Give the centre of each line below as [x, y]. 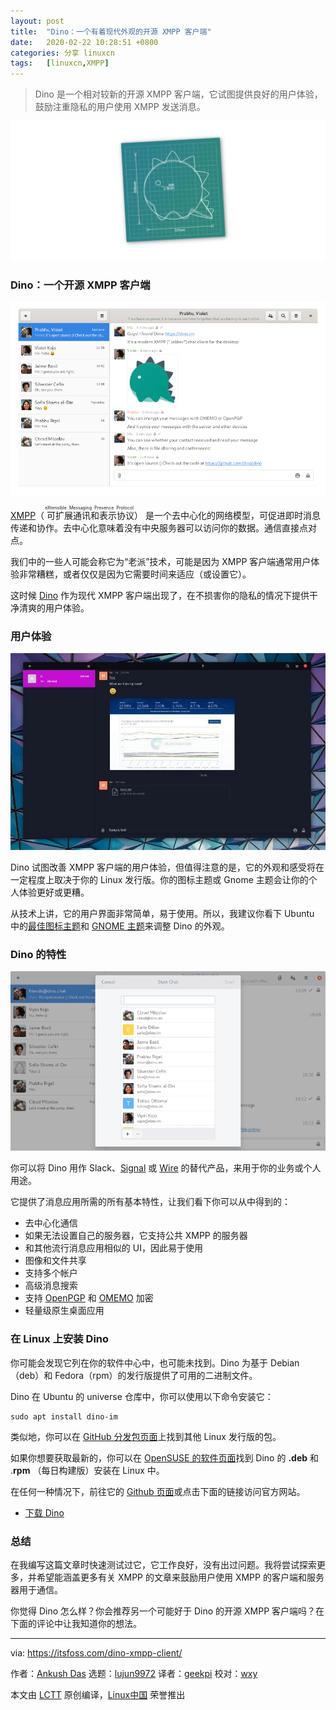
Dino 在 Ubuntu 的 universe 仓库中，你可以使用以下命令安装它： [142, 1396]
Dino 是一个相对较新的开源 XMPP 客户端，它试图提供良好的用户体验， [178, 94]
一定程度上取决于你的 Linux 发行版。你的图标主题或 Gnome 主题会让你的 [159, 879]
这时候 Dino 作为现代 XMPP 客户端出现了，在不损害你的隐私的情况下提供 [160, 595]
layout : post [37, 21]
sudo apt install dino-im [64, 1416]
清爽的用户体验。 [54, 607]
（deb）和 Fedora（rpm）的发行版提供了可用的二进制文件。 [134, 1375]
